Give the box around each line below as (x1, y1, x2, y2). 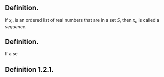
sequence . (5, 23, 27, 29)
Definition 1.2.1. (5, 65, 54, 74)
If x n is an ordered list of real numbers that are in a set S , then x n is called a (5, 17, 160, 24)
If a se (5, 51, 18, 57)
